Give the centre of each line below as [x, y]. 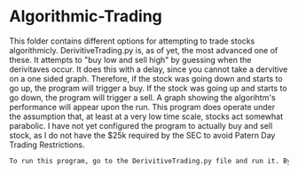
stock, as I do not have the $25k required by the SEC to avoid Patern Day [142, 135]
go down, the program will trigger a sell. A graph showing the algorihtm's [143, 97]
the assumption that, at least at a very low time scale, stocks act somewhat [146, 116]
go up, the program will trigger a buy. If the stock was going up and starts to [148, 88]
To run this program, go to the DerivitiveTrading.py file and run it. [144, 161]
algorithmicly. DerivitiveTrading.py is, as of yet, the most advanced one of [144, 50]
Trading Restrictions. [47, 145]
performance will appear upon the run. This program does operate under [142, 107]
